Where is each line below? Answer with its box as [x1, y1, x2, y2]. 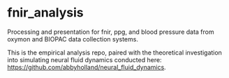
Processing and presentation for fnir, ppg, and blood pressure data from [7, 28, 214, 36]
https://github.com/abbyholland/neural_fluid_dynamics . [7, 63, 166, 71]
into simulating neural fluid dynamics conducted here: [7, 55, 162, 64]
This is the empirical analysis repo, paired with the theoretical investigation [7, 48, 222, 57]
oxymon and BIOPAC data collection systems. [7, 35, 138, 43]
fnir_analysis [7, 5, 84, 21]
